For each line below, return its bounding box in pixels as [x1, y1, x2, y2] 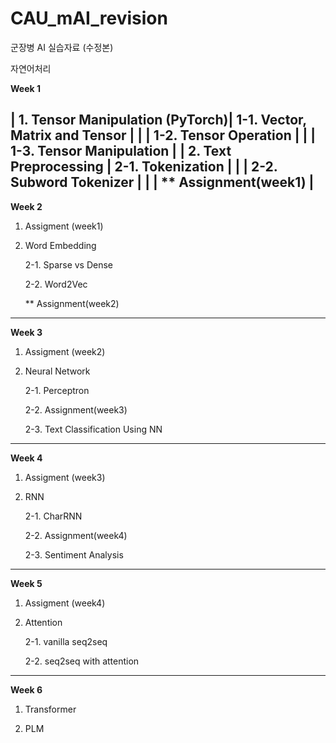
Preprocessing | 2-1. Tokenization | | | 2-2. [10, 158, 278, 176]
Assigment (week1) [24, 220, 104, 232]
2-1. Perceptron [24, 384, 90, 396]
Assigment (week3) [24, 471, 106, 483]
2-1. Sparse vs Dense [24, 258, 114, 271]
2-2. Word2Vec [24, 278, 88, 290]
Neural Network [24, 365, 91, 377]
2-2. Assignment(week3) [24, 403, 128, 416]
